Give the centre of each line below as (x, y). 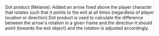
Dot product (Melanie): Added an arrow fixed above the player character (79, 7)
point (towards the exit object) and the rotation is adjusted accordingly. (77, 28)
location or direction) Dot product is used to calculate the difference (74, 18)
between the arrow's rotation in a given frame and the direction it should (79, 23)
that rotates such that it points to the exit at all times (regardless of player (79, 12)
